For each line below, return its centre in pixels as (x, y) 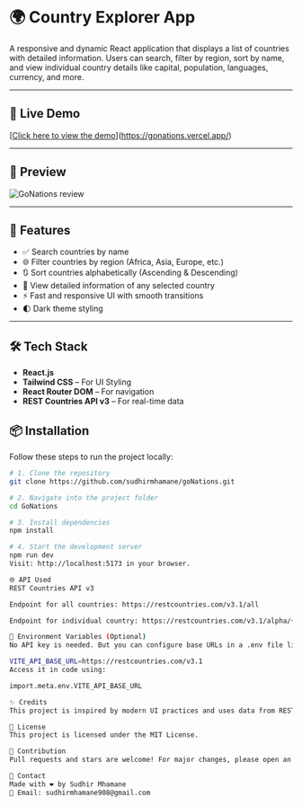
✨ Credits (28, 702)
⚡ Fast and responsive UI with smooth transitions (113, 296)
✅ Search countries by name (75, 252)
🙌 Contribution (38, 751)
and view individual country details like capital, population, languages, (139, 67)
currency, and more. (47, 76)
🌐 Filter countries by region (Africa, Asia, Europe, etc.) (123, 262)
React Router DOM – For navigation (88, 392)
